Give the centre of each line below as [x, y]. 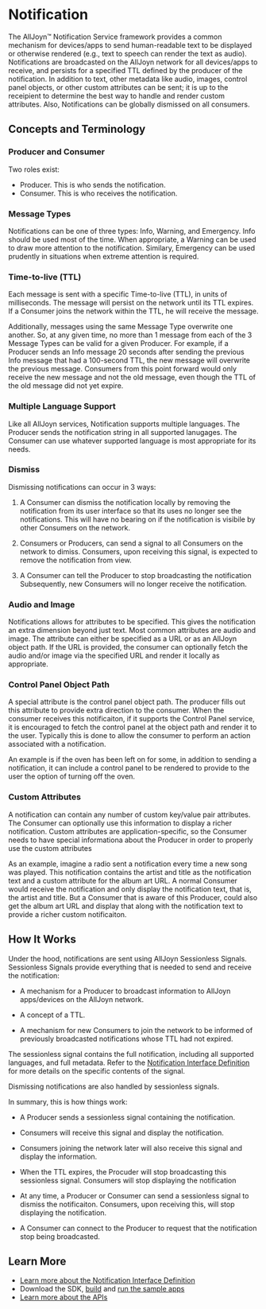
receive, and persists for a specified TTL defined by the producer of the [125, 70]
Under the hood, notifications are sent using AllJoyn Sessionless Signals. [128, 958]
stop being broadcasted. [60, 1236]
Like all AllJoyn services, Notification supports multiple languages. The [124, 424]
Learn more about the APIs [64, 1297]
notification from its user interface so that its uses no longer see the [131, 511]
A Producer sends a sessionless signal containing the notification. [127, 1117]
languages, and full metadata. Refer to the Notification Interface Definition [129, 1062]
